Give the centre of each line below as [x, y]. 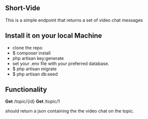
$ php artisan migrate [34, 68]
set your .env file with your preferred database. [61, 63]
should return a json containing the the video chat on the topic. [70, 111]
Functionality [26, 89]
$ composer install [31, 53]
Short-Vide [23, 8]
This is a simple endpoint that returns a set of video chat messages [74, 20]
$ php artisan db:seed [35, 74]
